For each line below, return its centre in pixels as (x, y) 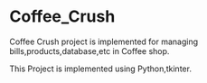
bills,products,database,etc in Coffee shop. (89, 51)
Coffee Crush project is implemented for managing (104, 41)
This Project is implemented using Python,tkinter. (101, 69)
